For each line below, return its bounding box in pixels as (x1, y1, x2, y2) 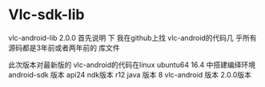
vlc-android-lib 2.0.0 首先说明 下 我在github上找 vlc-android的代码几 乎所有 (8, 33, 258, 42)
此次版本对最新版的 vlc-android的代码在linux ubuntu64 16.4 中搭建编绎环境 (8, 60, 256, 69)
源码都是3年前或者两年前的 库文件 (8, 42, 120, 53)
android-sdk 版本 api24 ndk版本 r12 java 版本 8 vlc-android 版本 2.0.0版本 (8, 69, 252, 79)
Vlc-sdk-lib (8, 6, 85, 24)
